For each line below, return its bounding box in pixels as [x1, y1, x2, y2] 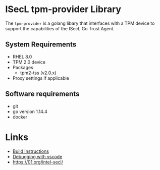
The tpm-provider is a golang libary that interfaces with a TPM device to [5, 20, 155, 26]
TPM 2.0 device [12, 59, 46, 65]
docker [12, 114, 28, 120]
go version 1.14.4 [12, 108, 47, 115]
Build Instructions [12, 148, 49, 154]
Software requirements [5, 90, 80, 98]
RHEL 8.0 [12, 53, 32, 60]
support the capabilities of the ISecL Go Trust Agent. [5, 25, 115, 31]
